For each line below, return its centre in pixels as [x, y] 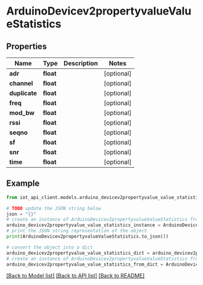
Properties [27, 46]
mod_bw [22, 113]
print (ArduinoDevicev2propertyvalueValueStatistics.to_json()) [88, 237]
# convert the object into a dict [50, 247]
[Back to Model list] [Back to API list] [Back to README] [76, 276]
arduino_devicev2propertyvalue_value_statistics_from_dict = [85, 264]
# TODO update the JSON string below [54, 208]
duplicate [23, 93]
